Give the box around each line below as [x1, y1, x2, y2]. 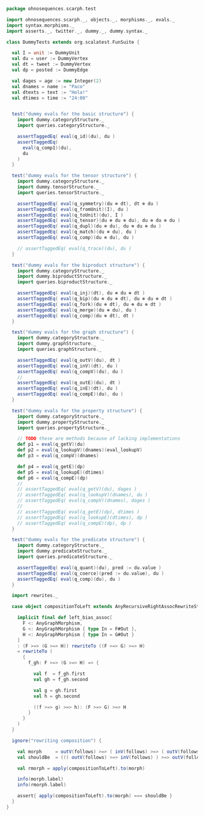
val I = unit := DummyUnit [12, 50, 80, 56]
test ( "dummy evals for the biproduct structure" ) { [12, 262, 146, 268]
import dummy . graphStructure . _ [17, 341, 97, 347]
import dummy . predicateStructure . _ [17, 548, 107, 555]
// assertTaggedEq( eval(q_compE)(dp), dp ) [17, 520, 132, 526]
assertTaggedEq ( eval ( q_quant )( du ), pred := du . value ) [17, 564, 162, 571]
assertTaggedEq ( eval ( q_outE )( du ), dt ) [17, 380, 121, 386]
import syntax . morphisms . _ [6, 22, 75, 29]
